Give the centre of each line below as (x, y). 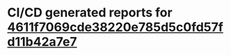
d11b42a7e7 (42, 42)
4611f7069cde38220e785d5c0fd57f (115, 27)
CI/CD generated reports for (90, 13)
